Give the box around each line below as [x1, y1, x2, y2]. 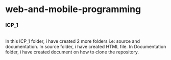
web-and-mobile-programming [5, 4, 141, 15]
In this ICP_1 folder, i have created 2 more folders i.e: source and [5, 38, 140, 44]
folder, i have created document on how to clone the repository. [5, 49, 139, 55]
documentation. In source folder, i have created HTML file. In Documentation [5, 44, 166, 50]
